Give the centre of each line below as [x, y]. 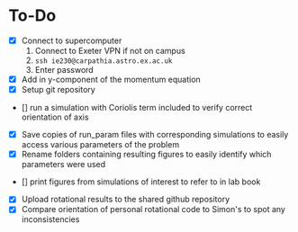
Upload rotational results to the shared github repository [126, 200]
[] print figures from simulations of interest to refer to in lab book [141, 182]
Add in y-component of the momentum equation [111, 79]
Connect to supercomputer [72, 40]
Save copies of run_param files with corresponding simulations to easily [155, 135]
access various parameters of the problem [100, 145]
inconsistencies [50, 219]
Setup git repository [58, 90]
